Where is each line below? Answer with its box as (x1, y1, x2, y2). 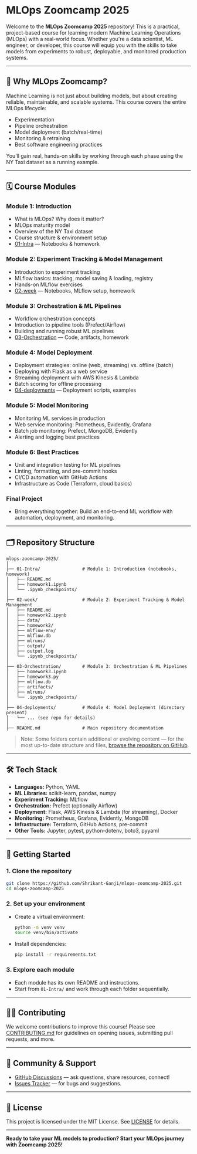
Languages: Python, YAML (14, 783, 80, 790)
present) (6, 710, 28, 716)
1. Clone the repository (6, 867, 72, 875)
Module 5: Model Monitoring (6, 401, 89, 409)
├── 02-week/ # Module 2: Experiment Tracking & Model (6, 597, 185, 603)
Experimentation (14, 116, 55, 123)
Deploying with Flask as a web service (14, 368, 107, 375)
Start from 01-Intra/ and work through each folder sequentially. (14, 985, 169, 992)
